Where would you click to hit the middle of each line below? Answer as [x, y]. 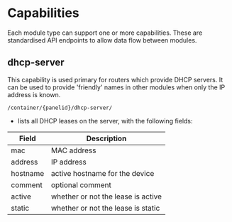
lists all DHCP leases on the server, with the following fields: [105, 121]
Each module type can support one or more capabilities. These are [105, 33]
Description [106, 138]
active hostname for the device [103, 173]
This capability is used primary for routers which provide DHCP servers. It [115, 79]
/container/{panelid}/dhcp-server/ [60, 108]
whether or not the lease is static [105, 208]
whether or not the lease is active [106, 196]
